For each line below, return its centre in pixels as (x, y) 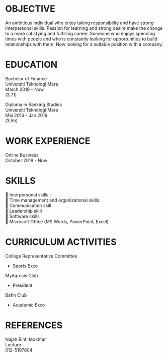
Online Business (22, 155)
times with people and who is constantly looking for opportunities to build (81, 39)
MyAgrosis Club (22, 275)
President (22, 285)
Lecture (13, 344)
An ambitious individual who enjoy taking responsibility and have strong (79, 23)
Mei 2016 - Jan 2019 (26, 115)
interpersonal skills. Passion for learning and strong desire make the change (84, 28)
